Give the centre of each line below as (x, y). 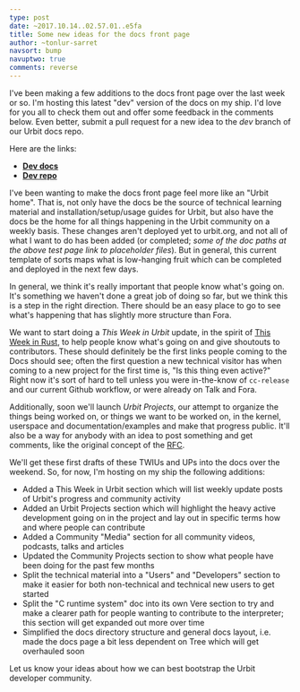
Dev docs (40, 166)
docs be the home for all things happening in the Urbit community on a (140, 221)
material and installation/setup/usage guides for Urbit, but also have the (141, 212)
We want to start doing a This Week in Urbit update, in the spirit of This (140, 332)
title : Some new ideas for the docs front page (100, 34)
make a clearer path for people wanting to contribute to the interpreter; (153, 613)
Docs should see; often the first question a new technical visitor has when (146, 360)
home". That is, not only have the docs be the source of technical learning (146, 202)
